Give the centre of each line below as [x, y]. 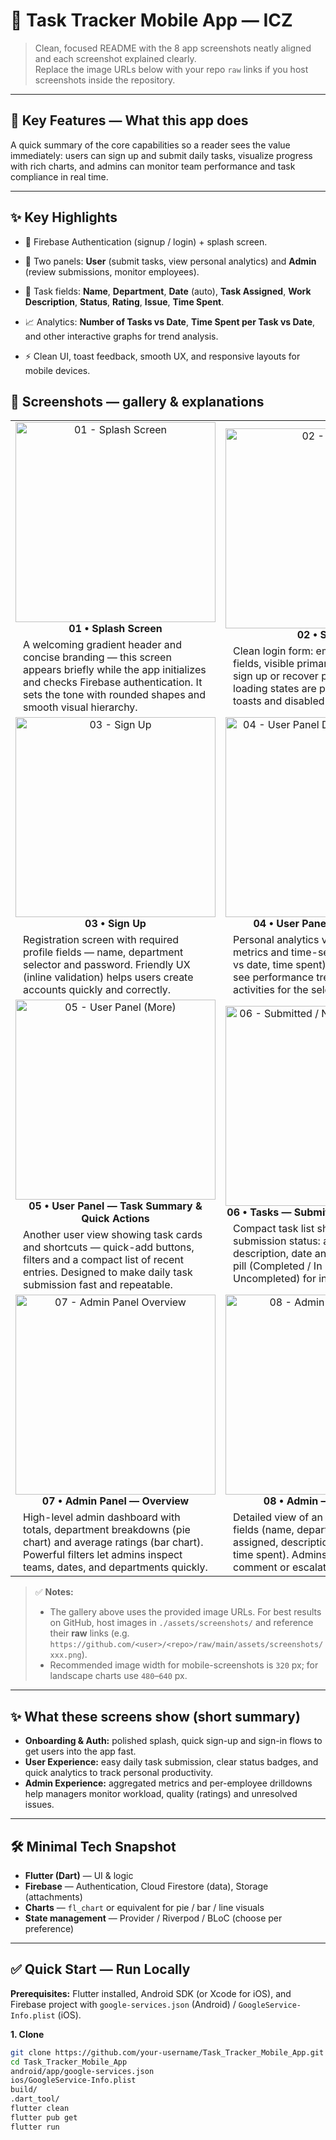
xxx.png [65, 1655]
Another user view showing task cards [113, 1235]
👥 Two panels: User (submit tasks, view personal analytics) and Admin [170, 261]
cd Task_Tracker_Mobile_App [69, 2062]
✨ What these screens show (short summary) [155, 1716]
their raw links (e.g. [89, 1633]
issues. [39, 1805]
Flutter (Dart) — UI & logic [79, 1875]
